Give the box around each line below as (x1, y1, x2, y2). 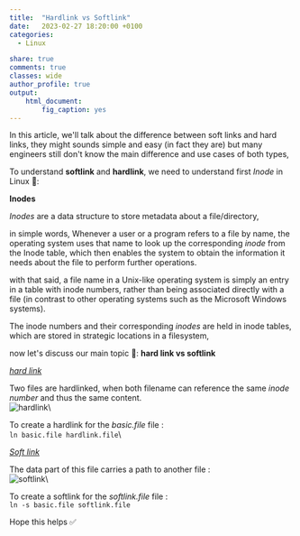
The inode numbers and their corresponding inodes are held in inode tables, (9, 321, 292, 332)
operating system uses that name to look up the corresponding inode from (9, 238, 286, 249)
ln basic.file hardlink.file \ (9, 430, 122, 440)
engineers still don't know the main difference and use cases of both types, (9, 149, 290, 160)
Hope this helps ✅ (9, 516, 77, 528)
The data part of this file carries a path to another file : (9, 464, 211, 475)
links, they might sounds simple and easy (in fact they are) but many (9, 139, 263, 150)
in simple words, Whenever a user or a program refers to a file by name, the (9, 228, 290, 239)
